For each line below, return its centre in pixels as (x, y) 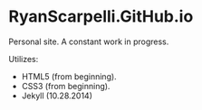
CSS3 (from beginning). (66, 86)
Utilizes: (24, 59)
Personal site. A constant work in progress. (89, 41)
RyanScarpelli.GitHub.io (101, 17)
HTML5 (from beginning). (69, 76)
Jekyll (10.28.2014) (57, 96)
